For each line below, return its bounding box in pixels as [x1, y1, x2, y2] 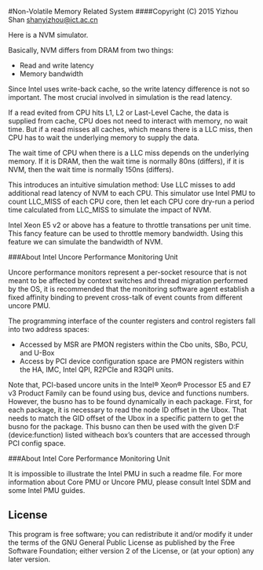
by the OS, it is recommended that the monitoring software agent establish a [8, 285, 255, 293]
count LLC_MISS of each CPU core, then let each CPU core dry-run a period [8, 197, 255, 206]
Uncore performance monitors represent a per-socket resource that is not [8, 267, 247, 277]
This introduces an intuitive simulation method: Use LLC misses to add [8, 180, 236, 189]
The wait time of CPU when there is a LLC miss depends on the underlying [8, 149, 250, 157]
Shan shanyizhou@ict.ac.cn [8, 15, 98, 24]
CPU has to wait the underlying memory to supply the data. [8, 133, 200, 142]
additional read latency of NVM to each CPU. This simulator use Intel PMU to [8, 189, 256, 197]
